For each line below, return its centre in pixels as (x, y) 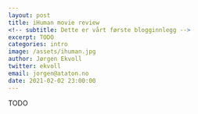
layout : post (29, 15)
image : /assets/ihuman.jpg (52, 52)
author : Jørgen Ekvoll (45, 59)
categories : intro (38, 45)
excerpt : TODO (31, 37)
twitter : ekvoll (34, 66)
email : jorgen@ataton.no (49, 73)
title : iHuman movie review (54, 23)
